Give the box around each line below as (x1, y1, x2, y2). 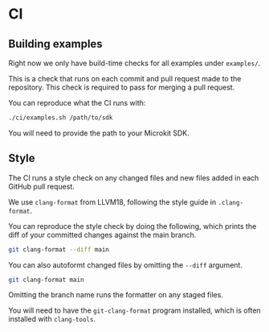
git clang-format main (8, 276, 84, 284)
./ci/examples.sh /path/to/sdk (8, 114, 113, 122)
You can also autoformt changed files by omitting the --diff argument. (8, 259, 243, 270)
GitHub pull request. (8, 181, 75, 191)
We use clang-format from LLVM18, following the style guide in (8, 197, 217, 206)
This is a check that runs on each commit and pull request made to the (8, 74, 242, 83)
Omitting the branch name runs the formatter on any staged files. (8, 290, 223, 300)
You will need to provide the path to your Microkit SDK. (8, 128, 190, 138)
